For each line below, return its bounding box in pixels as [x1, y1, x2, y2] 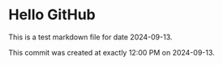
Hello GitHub [8, 6, 96, 24]
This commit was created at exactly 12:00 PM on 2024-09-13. [8, 47, 215, 57]
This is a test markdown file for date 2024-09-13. [8, 32, 173, 42]
